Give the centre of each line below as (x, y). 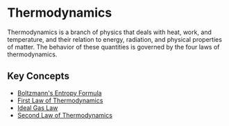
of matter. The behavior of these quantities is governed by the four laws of (113, 47)
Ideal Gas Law (37, 108)
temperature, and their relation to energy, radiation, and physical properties (114, 39)
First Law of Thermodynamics (60, 100)
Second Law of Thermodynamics (65, 115)
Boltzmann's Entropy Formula (59, 93)
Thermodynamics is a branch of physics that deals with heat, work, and (109, 32)
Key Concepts (38, 76)
